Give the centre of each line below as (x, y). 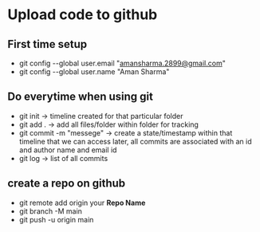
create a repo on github (67, 184)
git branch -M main (51, 211)
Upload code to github (83, 15)
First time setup (47, 44)
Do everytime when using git (80, 97)
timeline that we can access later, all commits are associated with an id (135, 141)
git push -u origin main (56, 219)
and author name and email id (68, 150)
